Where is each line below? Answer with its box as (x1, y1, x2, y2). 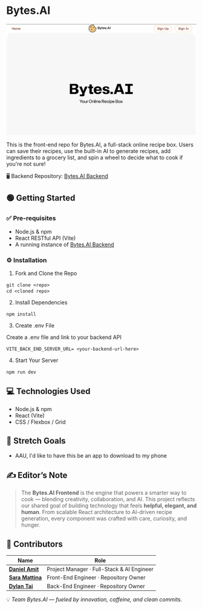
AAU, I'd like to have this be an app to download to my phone (14, 452, 167, 459)
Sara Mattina (8, 574, 42, 581)
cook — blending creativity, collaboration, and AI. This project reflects (21, 496, 195, 503)
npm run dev (6, 369, 36, 375)
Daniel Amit (8, 565, 39, 573)
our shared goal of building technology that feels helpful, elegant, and (21, 502, 197, 509)
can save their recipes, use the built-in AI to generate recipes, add (6, 148, 171, 155)
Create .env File (14, 322, 55, 329)
